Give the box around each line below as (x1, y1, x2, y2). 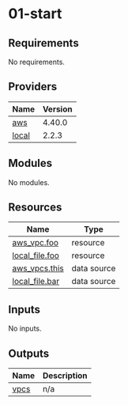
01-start (8, 5, 62, 23)
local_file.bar (12, 276, 60, 287)
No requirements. (8, 57, 66, 66)
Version (42, 104, 73, 115)
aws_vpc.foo (12, 237, 59, 248)
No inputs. (8, 324, 42, 333)
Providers (8, 80, 58, 93)
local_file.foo (12, 250, 59, 261)
